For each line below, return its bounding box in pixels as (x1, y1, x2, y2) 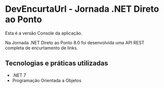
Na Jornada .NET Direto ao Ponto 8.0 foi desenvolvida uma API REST (5, 39, 145, 45)
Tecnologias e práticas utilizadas (5, 59, 108, 67)
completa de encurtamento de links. (5, 45, 78, 51)
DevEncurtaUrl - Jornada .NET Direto (5, 3, 160, 15)
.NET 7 (12, 72, 26, 78)
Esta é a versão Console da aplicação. (5, 30, 82, 36)
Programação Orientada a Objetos (12, 77, 82, 83)
